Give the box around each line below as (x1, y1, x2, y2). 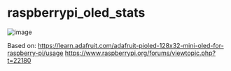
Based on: (7, 41, 36, 49)
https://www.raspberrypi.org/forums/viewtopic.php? (64, 49, 216, 57)
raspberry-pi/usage (7, 49, 64, 57)
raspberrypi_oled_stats (7, 5, 146, 21)
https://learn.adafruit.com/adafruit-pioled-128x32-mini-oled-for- (37, 41, 224, 49)
